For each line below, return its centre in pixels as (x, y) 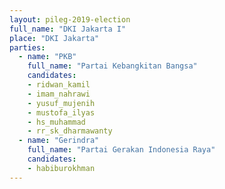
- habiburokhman (61, 168)
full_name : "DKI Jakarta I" (68, 29)
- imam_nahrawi (59, 94)
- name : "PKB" (47, 57)
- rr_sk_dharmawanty (70, 131)
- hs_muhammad (56, 122)
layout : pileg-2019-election (70, 19)
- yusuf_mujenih (61, 103)
